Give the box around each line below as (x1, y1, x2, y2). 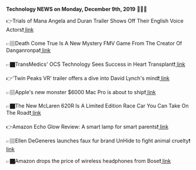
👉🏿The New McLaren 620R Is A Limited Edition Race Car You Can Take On (6, 102, 189, 109)
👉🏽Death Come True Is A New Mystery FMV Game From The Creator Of (6, 40, 182, 46)
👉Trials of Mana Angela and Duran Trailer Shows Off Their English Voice (6, 18, 184, 24)
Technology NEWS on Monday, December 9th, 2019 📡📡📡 (6, 6, 147, 12)
